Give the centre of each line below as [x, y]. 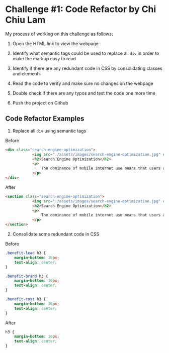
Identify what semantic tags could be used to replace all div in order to [86, 53]
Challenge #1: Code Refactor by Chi [81, 9]
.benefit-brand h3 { [27, 276]
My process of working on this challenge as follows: [59, 34]
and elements [27, 73]
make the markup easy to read [44, 58]
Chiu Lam [25, 20]
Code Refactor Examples [45, 119]
